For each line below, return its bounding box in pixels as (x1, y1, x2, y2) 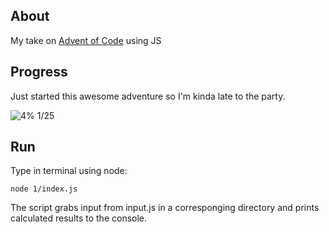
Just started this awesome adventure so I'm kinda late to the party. (10, 90, 286, 102)
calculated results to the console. (10, 212, 148, 224)
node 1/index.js (10, 184, 78, 194)
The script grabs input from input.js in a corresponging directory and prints (10, 202, 320, 214)
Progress (10, 64, 68, 81)
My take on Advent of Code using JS (10, 34, 162, 46)
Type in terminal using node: (10, 165, 128, 177)
